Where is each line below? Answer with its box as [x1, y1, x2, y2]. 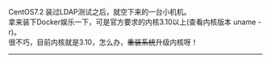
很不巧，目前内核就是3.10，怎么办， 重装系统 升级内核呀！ [8, 37, 198, 47]
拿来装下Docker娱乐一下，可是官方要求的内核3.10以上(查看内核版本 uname [8, 17, 256, 27]
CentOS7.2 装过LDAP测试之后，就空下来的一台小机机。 [8, 7, 191, 16]
